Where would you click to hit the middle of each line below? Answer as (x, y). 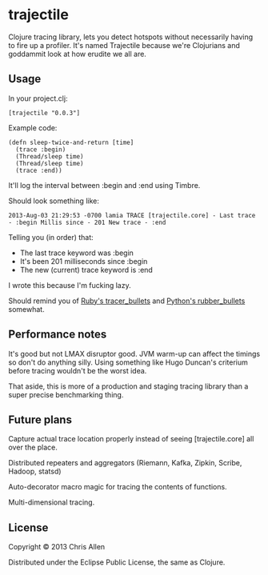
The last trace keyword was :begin (77, 253)
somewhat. (27, 309)
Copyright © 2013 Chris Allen (57, 547)
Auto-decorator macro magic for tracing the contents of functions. (118, 487)
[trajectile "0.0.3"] (44, 113)
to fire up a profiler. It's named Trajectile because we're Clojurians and (124, 45)
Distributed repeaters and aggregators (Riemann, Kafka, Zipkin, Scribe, (125, 463)
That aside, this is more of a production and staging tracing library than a (128, 386)
